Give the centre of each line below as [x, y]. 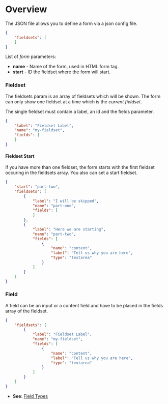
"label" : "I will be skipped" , [66, 201]
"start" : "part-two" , [37, 187]
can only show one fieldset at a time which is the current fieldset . [74, 102]
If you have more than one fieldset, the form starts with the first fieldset [80, 167]
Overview [26, 9]
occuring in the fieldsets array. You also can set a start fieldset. [72, 173]
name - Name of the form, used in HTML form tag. [66, 67]
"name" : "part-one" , [54, 206]
